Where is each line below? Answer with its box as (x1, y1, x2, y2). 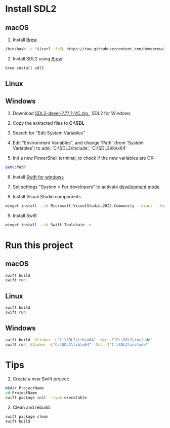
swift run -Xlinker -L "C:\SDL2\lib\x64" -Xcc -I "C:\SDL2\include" (5, 342, 148, 347)
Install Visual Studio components (12, 193, 81, 199)
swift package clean (5, 414, 49, 419)
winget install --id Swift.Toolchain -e (5, 222, 92, 227)
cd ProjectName (5, 390, 37, 396)
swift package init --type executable (5, 395, 87, 401)
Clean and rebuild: (12, 404, 51, 411)
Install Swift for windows (12, 173, 64, 180)
